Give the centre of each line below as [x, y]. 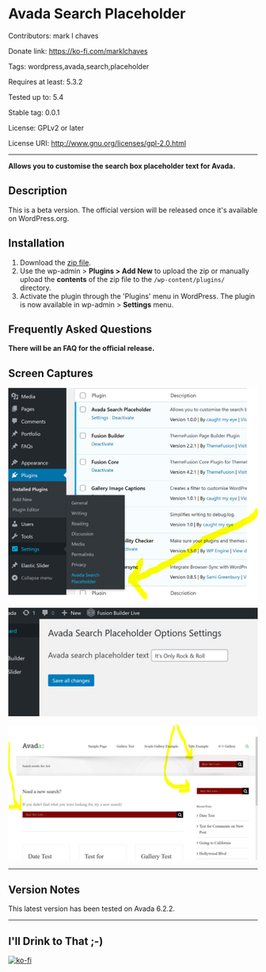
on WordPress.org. [39, 218]
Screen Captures [51, 373]
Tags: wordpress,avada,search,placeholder [79, 66]
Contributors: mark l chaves [53, 36]
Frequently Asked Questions [80, 329]
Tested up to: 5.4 [36, 97]
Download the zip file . [55, 262]
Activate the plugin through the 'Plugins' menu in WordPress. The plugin [137, 296]
